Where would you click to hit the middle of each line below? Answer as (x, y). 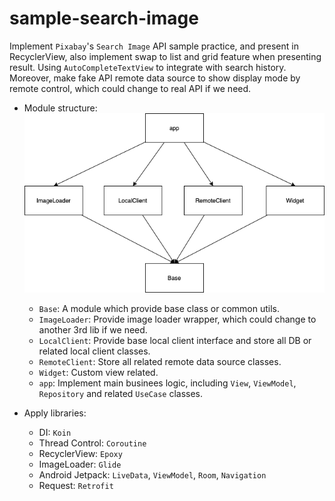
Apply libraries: (55, 413)
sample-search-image (104, 18)
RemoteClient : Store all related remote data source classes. (160, 361)
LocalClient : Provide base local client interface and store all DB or (175, 340)
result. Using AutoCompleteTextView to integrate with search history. (148, 67)
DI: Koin (55, 432)
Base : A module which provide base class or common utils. (159, 308)
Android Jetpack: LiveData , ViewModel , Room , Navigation (152, 474)
